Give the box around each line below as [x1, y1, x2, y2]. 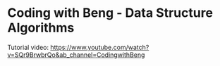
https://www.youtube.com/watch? [50, 43, 149, 51]
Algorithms [7, 20, 75, 36]
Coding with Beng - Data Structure [7, 5, 214, 21]
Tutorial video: [7, 43, 49, 51]
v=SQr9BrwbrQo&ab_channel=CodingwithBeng [7, 51, 145, 59]
